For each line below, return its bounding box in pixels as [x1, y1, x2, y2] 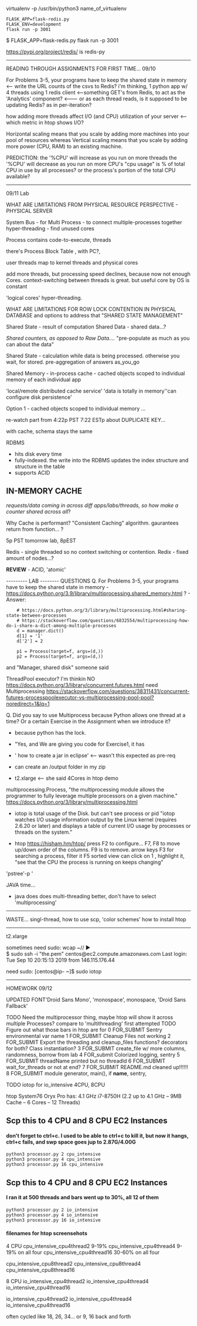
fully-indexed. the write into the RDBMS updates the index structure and [14, 457, 189, 464]
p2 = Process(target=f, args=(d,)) [16, 654, 104, 659]
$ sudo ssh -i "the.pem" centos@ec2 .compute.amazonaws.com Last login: [6, 950, 188, 957]
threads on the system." [14, 828, 73, 835]
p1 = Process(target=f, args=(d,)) [16, 648, 104, 654]
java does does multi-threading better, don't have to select [14, 892, 157, 899]
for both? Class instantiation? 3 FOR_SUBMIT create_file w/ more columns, [6, 1044, 186, 1052]
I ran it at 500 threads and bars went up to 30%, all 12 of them [6, 1194, 159, 1201]
